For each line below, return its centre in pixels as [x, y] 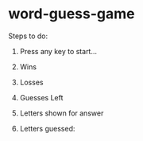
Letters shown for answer [62, 113]
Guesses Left [41, 97]
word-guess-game [71, 14]
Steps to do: [28, 36]
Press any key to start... [58, 51]
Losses [31, 82]
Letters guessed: [47, 128]
